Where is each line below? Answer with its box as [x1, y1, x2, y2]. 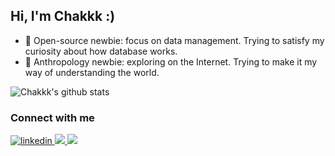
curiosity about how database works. [24, 45, 178, 57]
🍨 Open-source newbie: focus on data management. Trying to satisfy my [24, 34, 325, 46]
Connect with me [10, 110, 95, 124]
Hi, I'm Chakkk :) [10, 8, 116, 25]
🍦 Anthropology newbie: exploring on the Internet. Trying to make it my [24, 55, 318, 68]
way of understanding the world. [24, 66, 160, 78]
